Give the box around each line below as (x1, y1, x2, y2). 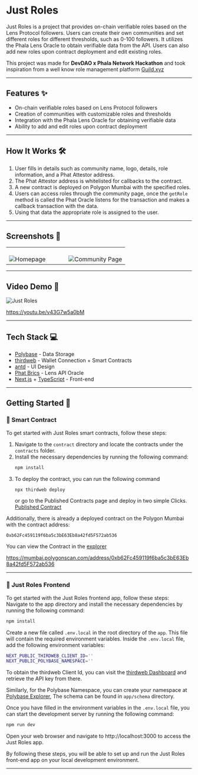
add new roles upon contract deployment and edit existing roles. (6, 48, 163, 55)
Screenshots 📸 (6, 231, 61, 241)
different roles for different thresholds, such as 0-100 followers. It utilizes (6, 35, 183, 42)
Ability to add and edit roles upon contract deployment (14, 123, 147, 130)
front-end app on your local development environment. (6, 757, 140, 764)
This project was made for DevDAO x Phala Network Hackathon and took (6, 60, 186, 67)
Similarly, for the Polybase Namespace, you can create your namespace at (6, 687, 187, 694)
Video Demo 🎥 (6, 281, 60, 292)
